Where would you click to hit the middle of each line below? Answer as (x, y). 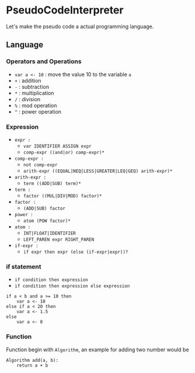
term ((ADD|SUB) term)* (52, 183)
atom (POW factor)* (47, 221)
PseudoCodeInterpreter (65, 10)
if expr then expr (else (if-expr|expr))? (76, 252)
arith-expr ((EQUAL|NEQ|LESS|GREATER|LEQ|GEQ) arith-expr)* (98, 171)
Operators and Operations (44, 61)
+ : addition (28, 80)
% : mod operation (36, 105)
